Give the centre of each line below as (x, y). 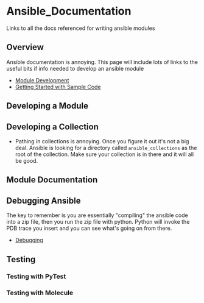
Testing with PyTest (36, 277)
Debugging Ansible (44, 200)
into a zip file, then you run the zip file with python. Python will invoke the (98, 222)
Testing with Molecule (40, 293)
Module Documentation (52, 180)
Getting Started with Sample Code (58, 87)
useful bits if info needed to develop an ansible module (75, 68)
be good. (26, 160)
